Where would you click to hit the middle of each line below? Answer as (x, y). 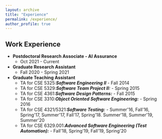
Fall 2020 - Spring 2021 (44, 72)
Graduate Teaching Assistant (44, 78)
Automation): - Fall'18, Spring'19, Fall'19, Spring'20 (73, 131)
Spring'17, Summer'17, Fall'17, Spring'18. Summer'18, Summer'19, (87, 115)
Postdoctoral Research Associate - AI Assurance (65, 56)
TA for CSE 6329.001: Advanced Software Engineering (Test (83, 125)
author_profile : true (28, 24)
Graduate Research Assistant (44, 67)
